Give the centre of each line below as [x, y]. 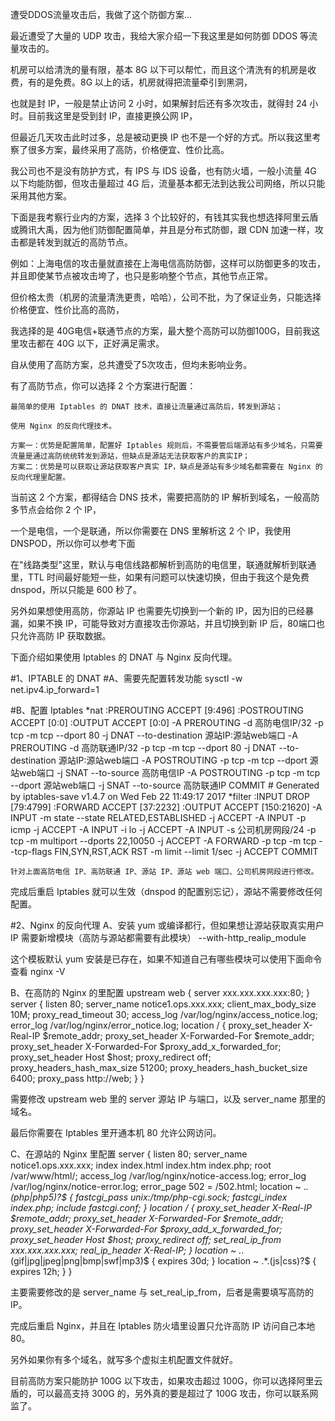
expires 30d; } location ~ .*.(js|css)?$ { [237, 1261]
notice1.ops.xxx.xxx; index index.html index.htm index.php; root [141, 1165]
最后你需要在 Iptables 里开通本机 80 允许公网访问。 [116, 1132]
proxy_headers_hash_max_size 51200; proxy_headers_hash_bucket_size [159, 1067]
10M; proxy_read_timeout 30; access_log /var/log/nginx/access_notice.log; [164, 1014]
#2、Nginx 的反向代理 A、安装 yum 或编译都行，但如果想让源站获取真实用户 [167, 925]
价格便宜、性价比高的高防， [67, 309]
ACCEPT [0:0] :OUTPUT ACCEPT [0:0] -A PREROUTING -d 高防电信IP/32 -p [167, 722]
